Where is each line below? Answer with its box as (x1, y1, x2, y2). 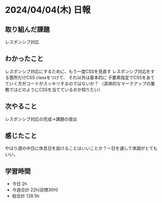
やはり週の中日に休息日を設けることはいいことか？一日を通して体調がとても (5, 145, 158, 151)
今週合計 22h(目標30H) (12, 187, 59, 193)
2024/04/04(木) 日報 (5, 4, 91, 16)
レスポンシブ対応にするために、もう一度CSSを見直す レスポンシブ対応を (5, 68, 151, 74)
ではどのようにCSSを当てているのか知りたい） (9, 86, 103, 92)
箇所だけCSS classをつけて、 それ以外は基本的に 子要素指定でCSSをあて (9, 74, 155, 80)
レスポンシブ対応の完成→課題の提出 (5, 116, 78, 122)
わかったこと (5, 54, 44, 63)
